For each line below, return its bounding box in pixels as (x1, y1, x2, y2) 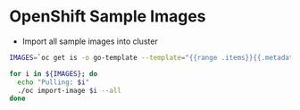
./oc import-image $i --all (17, 86, 122, 95)
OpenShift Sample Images (9, 6, 207, 27)
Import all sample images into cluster (21, 36, 158, 47)
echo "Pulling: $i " (17, 78, 90, 87)
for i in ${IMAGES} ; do (9, 69, 98, 78)
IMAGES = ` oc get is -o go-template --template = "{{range (9, 53, 218, 62)
